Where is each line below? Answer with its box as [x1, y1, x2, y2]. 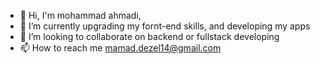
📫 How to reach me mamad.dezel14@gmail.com [19, 42, 222, 54]
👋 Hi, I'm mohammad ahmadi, [19, 10, 142, 21]
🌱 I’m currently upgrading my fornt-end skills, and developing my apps [19, 20, 311, 32]
